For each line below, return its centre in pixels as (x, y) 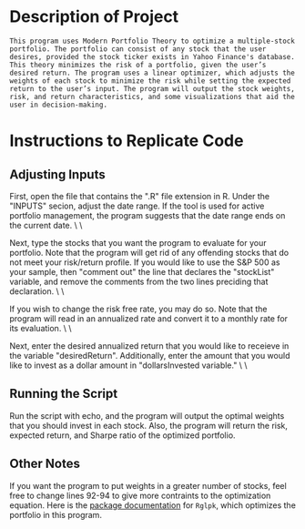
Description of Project (94, 17)
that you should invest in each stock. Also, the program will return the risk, (149, 425)
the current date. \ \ (46, 225)
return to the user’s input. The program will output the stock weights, (152, 88)
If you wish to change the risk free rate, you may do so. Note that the (138, 309)
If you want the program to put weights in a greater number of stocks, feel (148, 485)
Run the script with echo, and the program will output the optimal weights (147, 415)
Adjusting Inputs (58, 174)
